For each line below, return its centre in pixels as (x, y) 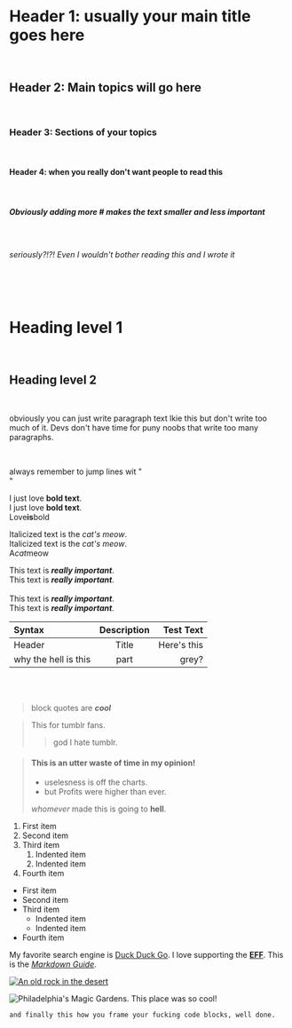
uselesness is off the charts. (96, 782)
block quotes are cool (71, 708)
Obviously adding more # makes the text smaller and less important (138, 211)
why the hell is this (52, 660)
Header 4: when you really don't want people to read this (116, 171)
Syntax (29, 630)
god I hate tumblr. (85, 742)
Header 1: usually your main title (130, 16)
